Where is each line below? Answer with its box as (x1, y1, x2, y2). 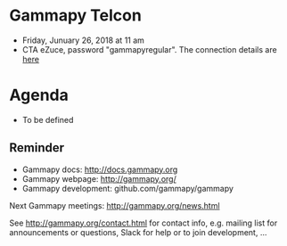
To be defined (21, 114, 74, 125)
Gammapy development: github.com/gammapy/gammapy (21, 183, 234, 193)
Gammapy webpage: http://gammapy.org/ (21, 173, 176, 184)
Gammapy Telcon (9, 5, 143, 26)
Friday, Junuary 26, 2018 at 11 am (21, 35, 145, 45)
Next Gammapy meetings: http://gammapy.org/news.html (9, 200, 220, 210)
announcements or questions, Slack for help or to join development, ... (9, 226, 267, 237)
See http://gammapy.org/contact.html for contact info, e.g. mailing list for (9, 217, 278, 228)
